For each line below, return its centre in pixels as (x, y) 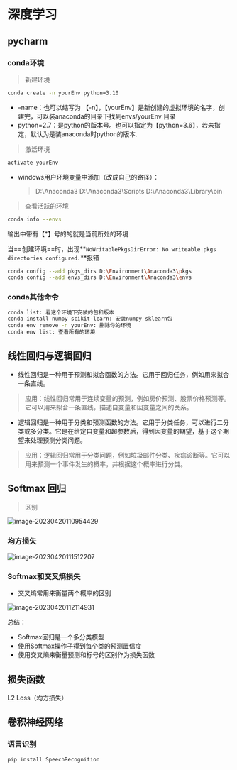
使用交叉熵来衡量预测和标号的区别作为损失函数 (86, 655)
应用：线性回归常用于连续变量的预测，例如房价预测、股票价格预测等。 (127, 398)
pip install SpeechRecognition (54, 759)
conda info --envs (34, 219)
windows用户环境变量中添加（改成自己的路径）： (88, 177)
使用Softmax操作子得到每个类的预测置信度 (79, 646)
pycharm (28, 41)
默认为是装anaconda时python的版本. (84, 134)
